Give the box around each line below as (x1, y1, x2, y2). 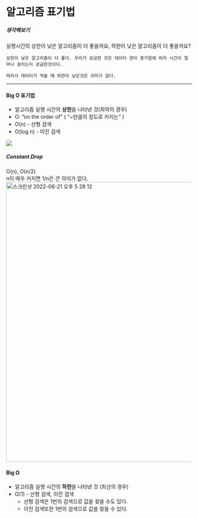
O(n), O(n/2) (6, 168, 36, 175)
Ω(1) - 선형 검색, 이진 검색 (14, 490, 74, 497)
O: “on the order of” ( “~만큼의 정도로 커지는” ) (14, 113, 125, 120)
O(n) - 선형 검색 (14, 120, 52, 128)
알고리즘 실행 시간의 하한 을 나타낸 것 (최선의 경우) (14, 483, 129, 490)
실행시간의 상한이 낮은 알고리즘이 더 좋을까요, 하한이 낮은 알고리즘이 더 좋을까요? (6, 43, 192, 50)
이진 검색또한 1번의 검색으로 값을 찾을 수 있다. (23, 505, 128, 512)
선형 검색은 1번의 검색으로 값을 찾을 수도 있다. (23, 497, 128, 505)
